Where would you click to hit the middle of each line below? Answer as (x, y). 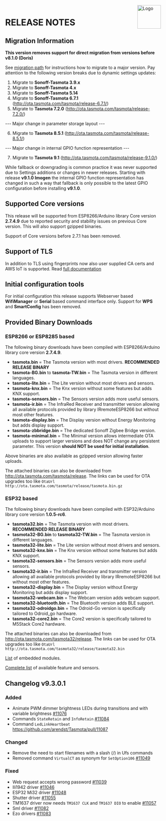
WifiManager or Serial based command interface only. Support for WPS (79, 301)
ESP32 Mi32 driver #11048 (39, 792)
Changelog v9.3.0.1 (35, 683)
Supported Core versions (45, 204)
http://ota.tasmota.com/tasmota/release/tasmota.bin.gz (64, 486)
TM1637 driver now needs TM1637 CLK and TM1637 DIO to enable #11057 (84, 803)
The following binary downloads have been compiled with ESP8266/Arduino (83, 347)
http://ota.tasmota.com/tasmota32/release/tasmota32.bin (65, 649)
